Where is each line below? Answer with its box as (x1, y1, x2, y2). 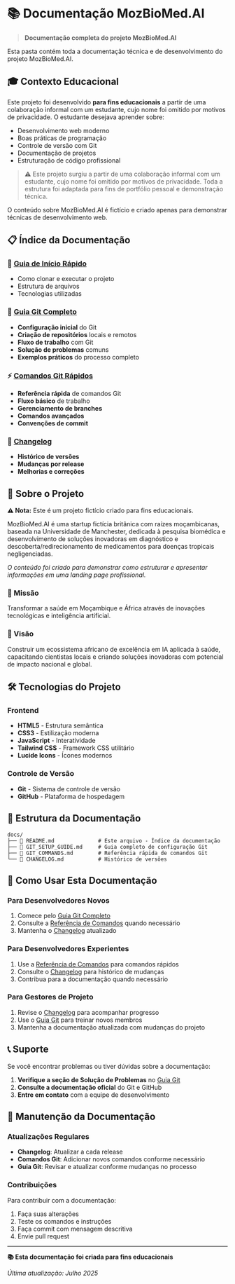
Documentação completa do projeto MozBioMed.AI (24, 33, 177, 42)
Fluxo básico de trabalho (17, 397, 90, 405)
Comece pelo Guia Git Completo (17, 912, 111, 920)
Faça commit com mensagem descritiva (17, 1224, 133, 1233)
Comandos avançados (17, 411, 85, 421)
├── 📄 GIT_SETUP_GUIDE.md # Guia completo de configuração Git (7, 843, 208, 850)
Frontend (7, 706, 39, 716)
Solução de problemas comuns (17, 345, 109, 354)
